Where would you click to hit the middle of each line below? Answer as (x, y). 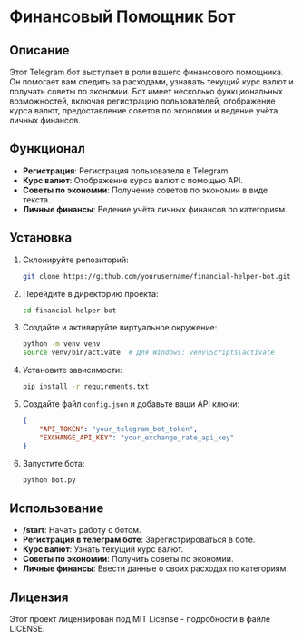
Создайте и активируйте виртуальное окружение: (120, 328)
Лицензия (39, 597)
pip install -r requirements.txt (86, 387)
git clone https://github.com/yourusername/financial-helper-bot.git (157, 276)
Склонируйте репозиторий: (75, 260)
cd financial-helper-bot (69, 311)
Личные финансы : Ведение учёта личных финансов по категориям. (155, 209)
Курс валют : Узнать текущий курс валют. (103, 549)
